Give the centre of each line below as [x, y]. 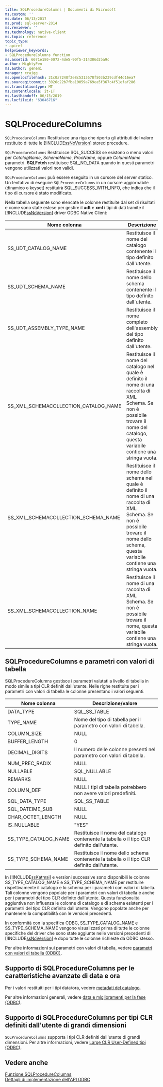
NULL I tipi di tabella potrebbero [110, 787]
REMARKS [19, 779]
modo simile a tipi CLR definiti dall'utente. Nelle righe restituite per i [72, 686]
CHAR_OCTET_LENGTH [34, 817]
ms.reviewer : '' [21, 28]
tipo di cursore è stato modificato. [39, 193]
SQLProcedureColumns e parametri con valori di [80, 662]
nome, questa [142, 626]
